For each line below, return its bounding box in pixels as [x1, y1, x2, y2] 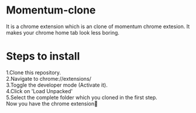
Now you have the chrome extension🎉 [6, 100, 98, 107]
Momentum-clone [6, 4, 96, 17]
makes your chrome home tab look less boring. [6, 29, 120, 36]
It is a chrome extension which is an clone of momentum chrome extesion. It [6, 23, 190, 30]
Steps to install [6, 50, 80, 63]
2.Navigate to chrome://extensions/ [6, 75, 92, 82]
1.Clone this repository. [6, 69, 61, 76]
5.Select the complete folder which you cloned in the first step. [6, 94, 158, 101]
